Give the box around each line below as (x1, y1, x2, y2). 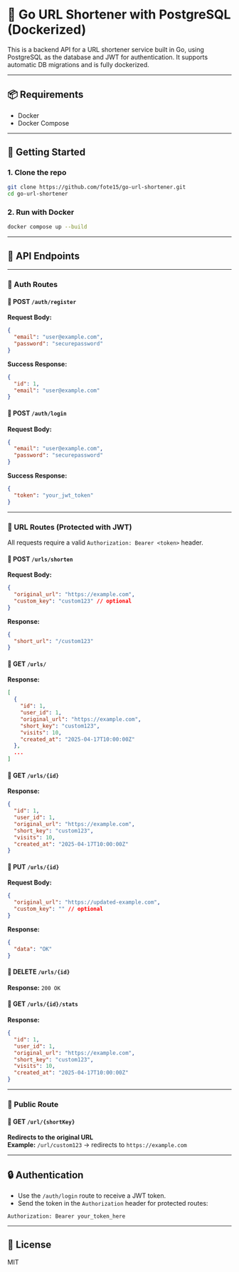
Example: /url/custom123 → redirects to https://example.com (7, 1141, 187, 1149)
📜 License (7, 1238, 52, 1251)
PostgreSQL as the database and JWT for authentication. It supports (7, 53, 208, 61)
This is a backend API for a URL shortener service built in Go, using (7, 45, 205, 54)
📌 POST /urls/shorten (7, 555, 73, 563)
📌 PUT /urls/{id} (7, 862, 60, 871)
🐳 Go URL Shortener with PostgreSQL (7, 6, 231, 23)
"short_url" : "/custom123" (14, 637, 94, 645)
